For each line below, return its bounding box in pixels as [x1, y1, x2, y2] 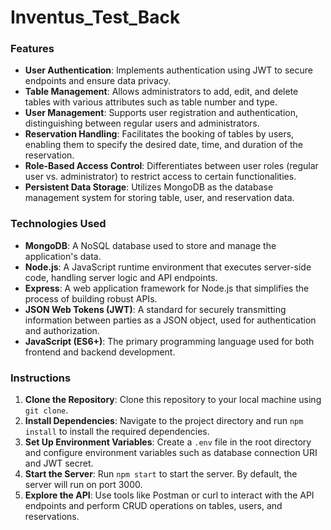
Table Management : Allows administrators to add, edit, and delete [24, 86, 299, 98]
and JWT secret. [24, 457, 94, 470]
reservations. [24, 511, 80, 523]
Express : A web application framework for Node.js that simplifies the [24, 282, 310, 294]
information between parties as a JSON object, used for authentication [24, 314, 317, 326]
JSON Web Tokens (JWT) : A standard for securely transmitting [24, 303, 287, 315]
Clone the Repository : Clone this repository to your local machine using [24, 394, 322, 406]
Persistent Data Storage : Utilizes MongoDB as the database [24, 181, 274, 193]
